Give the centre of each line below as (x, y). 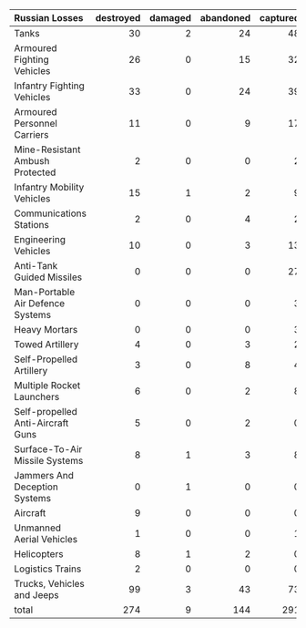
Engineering (40, 239)
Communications (50, 213)
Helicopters (39, 554)
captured (280, 18)
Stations (32, 225)
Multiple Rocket (47, 385)
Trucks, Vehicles (49, 584)
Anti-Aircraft (41, 423)
